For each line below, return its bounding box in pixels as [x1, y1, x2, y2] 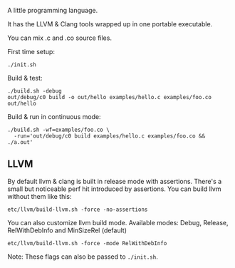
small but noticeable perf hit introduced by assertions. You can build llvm [7, 185, 221, 193]
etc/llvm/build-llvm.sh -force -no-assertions [7, 206, 148, 213]
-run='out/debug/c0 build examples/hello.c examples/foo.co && [14, 133, 205, 140]
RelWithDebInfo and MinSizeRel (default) [7, 226, 127, 234]
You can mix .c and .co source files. [7, 33, 113, 42]
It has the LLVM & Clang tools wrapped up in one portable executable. [7, 20, 213, 28]
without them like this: [7, 192, 73, 200]
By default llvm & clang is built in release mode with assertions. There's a [7, 177, 222, 185]
